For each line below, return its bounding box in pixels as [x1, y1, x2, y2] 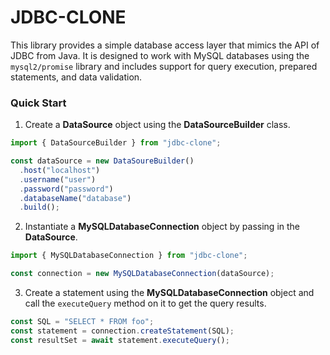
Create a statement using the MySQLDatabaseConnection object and [24, 287, 315, 299]
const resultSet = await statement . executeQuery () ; [10, 335, 230, 345]
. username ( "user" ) [19, 174, 97, 185]
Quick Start [10, 96, 67, 110]
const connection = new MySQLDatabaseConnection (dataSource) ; [10, 269, 275, 279]
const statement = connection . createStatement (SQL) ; [10, 326, 235, 336]
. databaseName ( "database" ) [19, 193, 132, 203]
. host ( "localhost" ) [19, 165, 101, 175]
